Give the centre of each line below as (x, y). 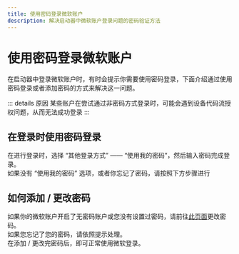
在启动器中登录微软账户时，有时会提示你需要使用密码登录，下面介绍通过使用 (120, 79)
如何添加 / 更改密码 (49, 198)
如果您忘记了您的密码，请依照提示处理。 (67, 234)
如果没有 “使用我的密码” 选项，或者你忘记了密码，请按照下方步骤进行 (109, 173)
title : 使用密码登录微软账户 (45, 14)
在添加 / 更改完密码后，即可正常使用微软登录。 (76, 243)
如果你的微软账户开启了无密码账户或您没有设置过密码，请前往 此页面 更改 (113, 217)
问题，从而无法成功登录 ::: (52, 112)
